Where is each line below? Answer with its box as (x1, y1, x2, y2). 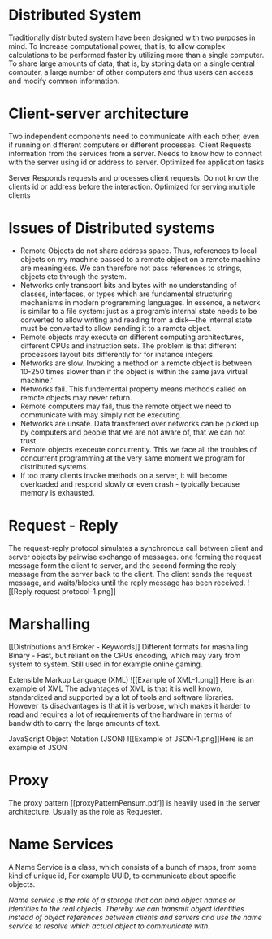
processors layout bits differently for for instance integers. (19, 349, 215, 359)
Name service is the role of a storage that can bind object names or (8, 895, 236, 905)
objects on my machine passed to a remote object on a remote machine (19, 254, 261, 264)
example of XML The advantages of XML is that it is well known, (8, 684, 223, 693)
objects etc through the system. (19, 271, 127, 282)
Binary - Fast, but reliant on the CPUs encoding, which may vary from (8, 650, 241, 660)
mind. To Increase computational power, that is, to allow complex (8, 41, 226, 50)
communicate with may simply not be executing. (19, 409, 183, 420)
